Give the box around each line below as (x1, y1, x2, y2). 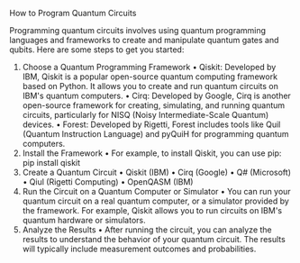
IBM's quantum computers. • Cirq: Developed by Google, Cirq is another (22, 90, 291, 101)
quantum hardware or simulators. (22, 215, 146, 225)
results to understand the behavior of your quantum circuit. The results (22, 234, 286, 244)
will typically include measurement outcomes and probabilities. (22, 243, 257, 254)
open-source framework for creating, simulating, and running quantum (22, 100, 286, 111)
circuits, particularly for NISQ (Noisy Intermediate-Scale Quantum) (22, 110, 269, 120)
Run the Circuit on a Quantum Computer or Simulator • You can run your (22, 186, 291, 196)
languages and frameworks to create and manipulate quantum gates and (9, 35, 279, 45)
